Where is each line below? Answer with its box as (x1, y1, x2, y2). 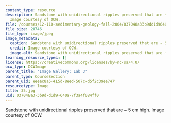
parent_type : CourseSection (5, 74, 65, 79)
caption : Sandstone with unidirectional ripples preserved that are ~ (10, 41, 163, 46)
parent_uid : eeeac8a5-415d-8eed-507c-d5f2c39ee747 (5, 79, 115, 84)
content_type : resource (5, 7, 56, 13)
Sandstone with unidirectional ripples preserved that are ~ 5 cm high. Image (5, 107, 164, 113)
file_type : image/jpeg (5, 31, 53, 36)
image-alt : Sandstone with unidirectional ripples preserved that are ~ (10, 50, 167, 55)
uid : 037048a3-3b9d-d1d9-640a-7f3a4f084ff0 (5, 93, 99, 98)
